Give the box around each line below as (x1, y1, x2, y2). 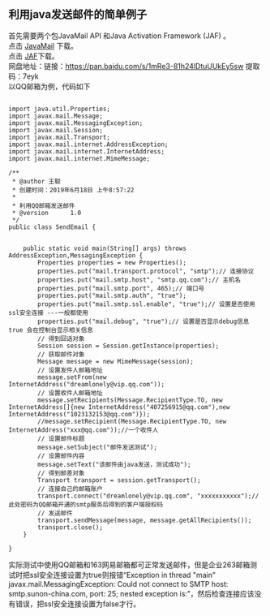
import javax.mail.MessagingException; (8, 118, 144, 127)
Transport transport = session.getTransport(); (37, 476, 201, 485)
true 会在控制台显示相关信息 (8, 325, 93, 334)
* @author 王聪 (11, 177, 61, 185)
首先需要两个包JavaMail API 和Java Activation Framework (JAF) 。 (8, 31, 231, 41)
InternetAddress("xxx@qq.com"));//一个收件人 (8, 425, 159, 434)
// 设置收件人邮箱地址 (37, 389, 103, 397)
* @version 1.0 (11, 209, 82, 217)
